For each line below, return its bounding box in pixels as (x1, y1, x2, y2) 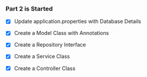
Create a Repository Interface (14, 41, 86, 48)
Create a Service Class (14, 53, 70, 60)
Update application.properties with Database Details (14, 18, 142, 25)
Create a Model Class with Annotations (14, 30, 109, 37)
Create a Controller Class (14, 65, 76, 72)
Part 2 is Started (5, 5, 53, 13)
